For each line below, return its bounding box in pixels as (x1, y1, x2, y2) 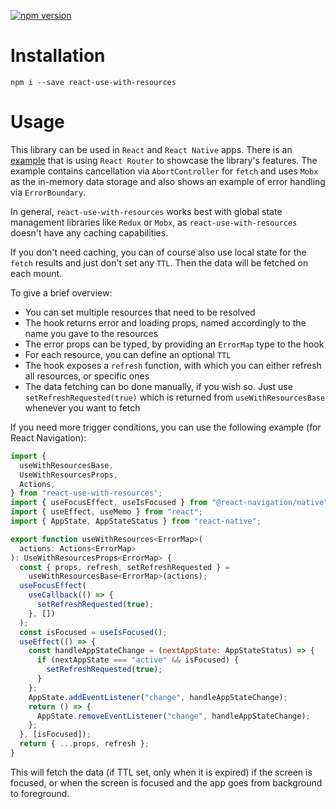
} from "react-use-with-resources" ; (10, 488, 163, 499)
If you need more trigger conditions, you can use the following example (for (10, 421, 322, 433)
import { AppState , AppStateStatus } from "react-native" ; (10, 516, 262, 526)
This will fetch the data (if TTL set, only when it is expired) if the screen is (10, 766, 313, 778)
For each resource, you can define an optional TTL (24, 348, 232, 360)
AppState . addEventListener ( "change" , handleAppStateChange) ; (28, 692, 288, 702)
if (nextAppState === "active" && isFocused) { (36, 655, 240, 665)
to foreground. (10, 787, 70, 799)
